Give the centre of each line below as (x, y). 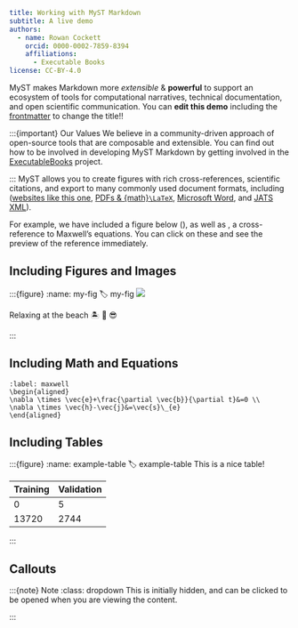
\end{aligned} (36, 415)
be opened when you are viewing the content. (93, 600)
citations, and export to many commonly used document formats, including (147, 188)
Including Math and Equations (94, 363)
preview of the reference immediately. (79, 243)
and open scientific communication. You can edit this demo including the (144, 106)
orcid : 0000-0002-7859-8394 (77, 46)
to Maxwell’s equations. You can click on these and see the (155, 234)
